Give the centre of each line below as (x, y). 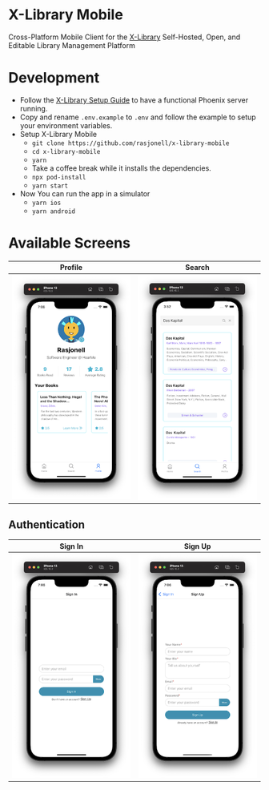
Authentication (47, 525)
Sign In (72, 546)
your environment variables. (66, 125)
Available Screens (69, 243)
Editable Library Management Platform (72, 45)
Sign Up (197, 546)
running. (34, 108)
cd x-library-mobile (66, 151)
